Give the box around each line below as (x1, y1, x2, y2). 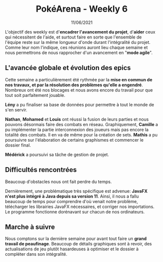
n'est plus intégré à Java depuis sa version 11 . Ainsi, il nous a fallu (5, 193, 139, 199)
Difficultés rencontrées (5, 166, 77, 174)
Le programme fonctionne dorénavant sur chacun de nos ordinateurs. (5, 208, 145, 215)
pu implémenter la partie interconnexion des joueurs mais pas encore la (5, 127, 149, 132)
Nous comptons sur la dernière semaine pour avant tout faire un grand (5, 236, 147, 242)
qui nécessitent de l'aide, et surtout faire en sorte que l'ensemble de (5, 34, 142, 40)
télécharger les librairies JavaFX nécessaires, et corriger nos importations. (5, 204, 155, 209)
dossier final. (5, 142, 31, 148)
